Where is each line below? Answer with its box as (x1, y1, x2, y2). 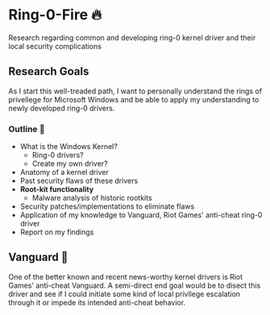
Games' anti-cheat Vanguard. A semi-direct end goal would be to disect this (8, 280, 261, 290)
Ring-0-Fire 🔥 (8, 6, 102, 24)
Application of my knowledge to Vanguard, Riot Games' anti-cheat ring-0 (19, 210, 263, 220)
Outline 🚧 (8, 123, 46, 135)
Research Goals (8, 64, 89, 78)
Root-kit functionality (19, 184, 94, 194)
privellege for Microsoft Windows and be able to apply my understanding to (8, 94, 260, 104)
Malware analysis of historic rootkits (31, 193, 152, 203)
